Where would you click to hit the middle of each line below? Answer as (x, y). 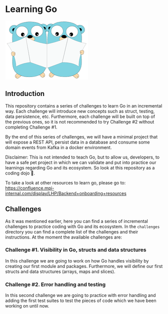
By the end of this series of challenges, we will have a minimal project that (81, 136)
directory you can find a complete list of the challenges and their (72, 231)
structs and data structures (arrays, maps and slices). (60, 271)
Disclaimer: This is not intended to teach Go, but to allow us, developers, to (82, 157)
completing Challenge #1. (31, 127)
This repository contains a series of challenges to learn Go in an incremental (84, 105)
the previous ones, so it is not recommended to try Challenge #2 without (80, 121)
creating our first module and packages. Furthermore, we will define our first (84, 266)
